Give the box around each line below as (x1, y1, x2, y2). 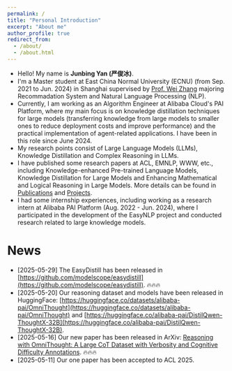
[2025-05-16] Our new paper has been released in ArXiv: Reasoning (17, 333, 214, 341)
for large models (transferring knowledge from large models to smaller (17, 114, 219, 122)
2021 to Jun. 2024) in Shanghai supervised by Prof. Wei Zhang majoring (17, 85, 224, 93)
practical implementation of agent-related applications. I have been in (17, 129, 217, 137)
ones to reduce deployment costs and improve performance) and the (17, 122, 216, 130)
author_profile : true (7, 29, 70, 37)
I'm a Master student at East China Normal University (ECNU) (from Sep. (17, 77, 225, 85)
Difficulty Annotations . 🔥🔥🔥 (17, 347, 97, 356)
